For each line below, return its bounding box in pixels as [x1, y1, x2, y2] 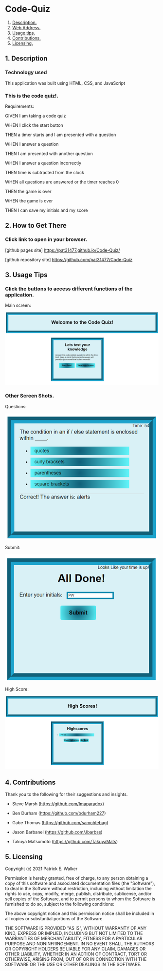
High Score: [5, 686, 29, 692]
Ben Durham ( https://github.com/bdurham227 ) [12, 810, 106, 816]
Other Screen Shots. [5, 393, 54, 399]
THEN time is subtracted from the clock [5, 169, 84, 175]
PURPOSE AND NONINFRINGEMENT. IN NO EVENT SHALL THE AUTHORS [5, 940, 155, 947]
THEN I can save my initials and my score [5, 207, 88, 213]
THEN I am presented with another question [5, 150, 93, 157]
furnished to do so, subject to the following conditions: [5, 901, 114, 907]
